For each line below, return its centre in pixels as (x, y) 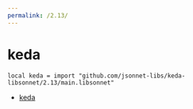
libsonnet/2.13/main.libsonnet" (61, 83)
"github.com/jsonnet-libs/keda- (132, 76)
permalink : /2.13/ (38, 15)
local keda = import (42, 76)
